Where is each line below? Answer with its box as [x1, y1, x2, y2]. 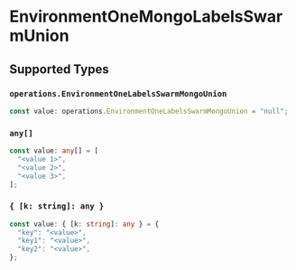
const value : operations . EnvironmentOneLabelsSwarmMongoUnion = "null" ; [9, 107, 289, 116]
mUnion [9, 25, 69, 46]
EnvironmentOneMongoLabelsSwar [9, 6, 283, 27]
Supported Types [9, 61, 110, 77]
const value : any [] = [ [9, 146, 99, 155]
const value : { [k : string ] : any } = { [9, 219, 160, 228]
